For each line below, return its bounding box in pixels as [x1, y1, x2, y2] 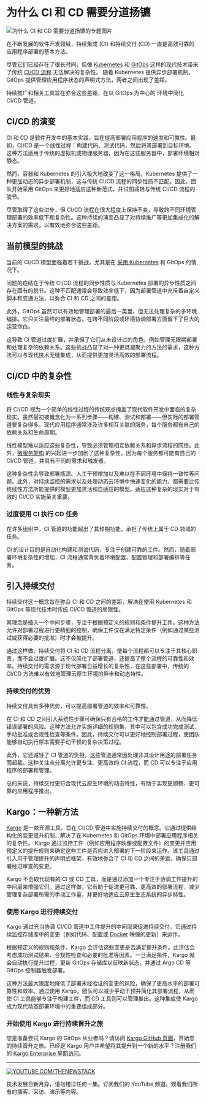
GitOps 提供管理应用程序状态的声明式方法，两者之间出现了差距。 [6, 76, 170, 83]
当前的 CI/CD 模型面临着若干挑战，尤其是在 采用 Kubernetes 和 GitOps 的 [6, 258, 191, 265]
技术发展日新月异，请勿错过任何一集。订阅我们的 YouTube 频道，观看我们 [6, 1080, 193, 1088]
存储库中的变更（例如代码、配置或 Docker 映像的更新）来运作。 [22, 930, 184, 938]
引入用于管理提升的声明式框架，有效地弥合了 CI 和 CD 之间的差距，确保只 [6, 855, 193, 862]
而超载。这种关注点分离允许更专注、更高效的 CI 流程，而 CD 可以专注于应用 [6, 758, 198, 766]
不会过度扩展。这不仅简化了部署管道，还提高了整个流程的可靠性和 [22, 655, 189, 662]
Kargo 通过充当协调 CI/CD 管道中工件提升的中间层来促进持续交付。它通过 [6, 923, 192, 930]
